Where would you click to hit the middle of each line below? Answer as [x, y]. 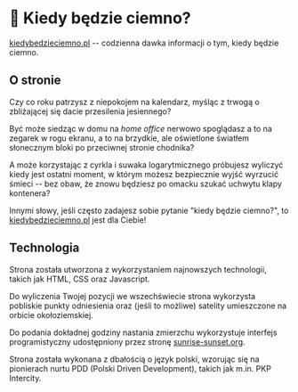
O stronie [35, 81]
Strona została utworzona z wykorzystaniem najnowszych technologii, [138, 269]
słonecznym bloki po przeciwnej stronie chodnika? [102, 147]
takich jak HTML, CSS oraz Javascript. [80, 279]
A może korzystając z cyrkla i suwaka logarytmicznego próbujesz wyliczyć [146, 165]
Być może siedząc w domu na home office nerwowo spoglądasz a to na [141, 128]
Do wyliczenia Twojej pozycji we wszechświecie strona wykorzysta [133, 296]
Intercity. [25, 378]
